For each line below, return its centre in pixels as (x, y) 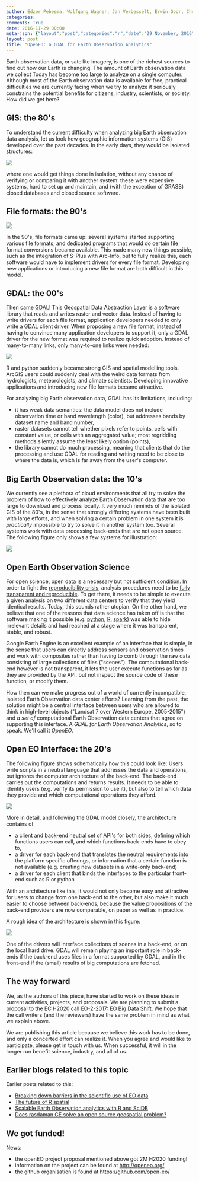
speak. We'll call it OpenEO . (40, 730)
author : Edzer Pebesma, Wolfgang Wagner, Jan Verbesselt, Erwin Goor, (95, 12)
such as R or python (50, 879)
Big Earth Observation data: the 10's (74, 479)
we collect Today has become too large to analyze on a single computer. (94, 74)
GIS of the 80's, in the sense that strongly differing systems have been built (98, 512)
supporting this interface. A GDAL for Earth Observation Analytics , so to (94, 724)
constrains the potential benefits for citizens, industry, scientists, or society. (98, 93)
